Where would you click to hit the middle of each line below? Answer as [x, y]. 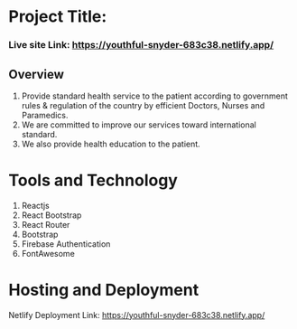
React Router [46, 224]
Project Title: [58, 17]
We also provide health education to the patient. [111, 144]
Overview [37, 74]
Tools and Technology [93, 180]
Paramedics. [45, 115]
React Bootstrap [51, 215]
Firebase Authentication [66, 244]
